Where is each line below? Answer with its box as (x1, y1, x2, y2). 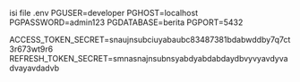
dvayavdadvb (9, 62, 60, 73)
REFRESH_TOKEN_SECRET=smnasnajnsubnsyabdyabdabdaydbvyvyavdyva (9, 53, 288, 63)
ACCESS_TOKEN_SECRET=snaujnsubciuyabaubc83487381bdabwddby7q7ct (9, 35, 291, 45)
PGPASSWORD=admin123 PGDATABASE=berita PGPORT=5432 (9, 17, 244, 28)
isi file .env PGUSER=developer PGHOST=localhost (9, 8, 199, 18)
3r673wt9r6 (9, 44, 54, 54)
